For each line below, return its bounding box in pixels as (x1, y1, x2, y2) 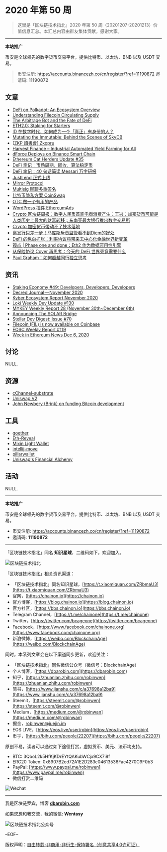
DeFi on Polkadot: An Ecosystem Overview (12, 107, 100, 113)
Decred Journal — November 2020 (12, 289, 83, 295)
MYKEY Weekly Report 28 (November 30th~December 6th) (12, 305, 135, 311)
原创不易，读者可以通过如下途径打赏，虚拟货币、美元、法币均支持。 (5, 743, 145, 749)
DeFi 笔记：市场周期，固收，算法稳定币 (12, 162, 93, 168)
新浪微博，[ (12, 635, 36, 641)
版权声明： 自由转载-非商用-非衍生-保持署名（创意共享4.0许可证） (5, 842, 140, 848)
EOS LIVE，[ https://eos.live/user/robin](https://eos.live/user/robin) (12, 726, 149, 732)
